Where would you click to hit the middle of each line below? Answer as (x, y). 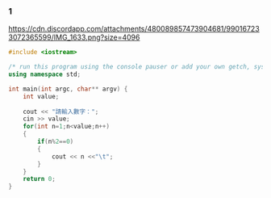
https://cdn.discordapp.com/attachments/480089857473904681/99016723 (134, 29)
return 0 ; (40, 179)
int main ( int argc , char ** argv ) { (68, 89)
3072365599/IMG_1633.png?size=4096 (74, 37)
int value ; (41, 96)
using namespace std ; (45, 74)
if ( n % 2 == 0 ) (56, 142)
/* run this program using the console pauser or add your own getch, (129, 67)
